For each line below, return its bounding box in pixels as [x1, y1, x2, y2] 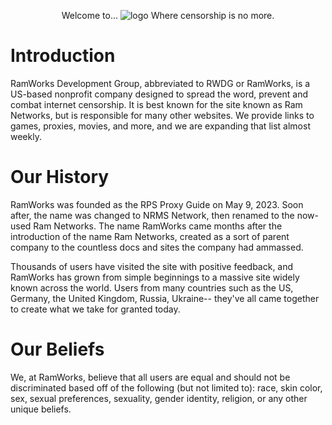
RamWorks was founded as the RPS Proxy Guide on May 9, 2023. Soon [10, 198, 304, 210]
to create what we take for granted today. [10, 303, 181, 315]
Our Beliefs [10, 338, 105, 361]
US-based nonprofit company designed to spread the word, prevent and [10, 88, 308, 100]
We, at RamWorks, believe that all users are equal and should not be [10, 371, 291, 383]
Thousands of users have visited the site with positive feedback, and [10, 260, 294, 272]
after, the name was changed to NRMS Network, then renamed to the [10, 209, 295, 221]
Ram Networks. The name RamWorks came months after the [33, 220, 283, 232]
